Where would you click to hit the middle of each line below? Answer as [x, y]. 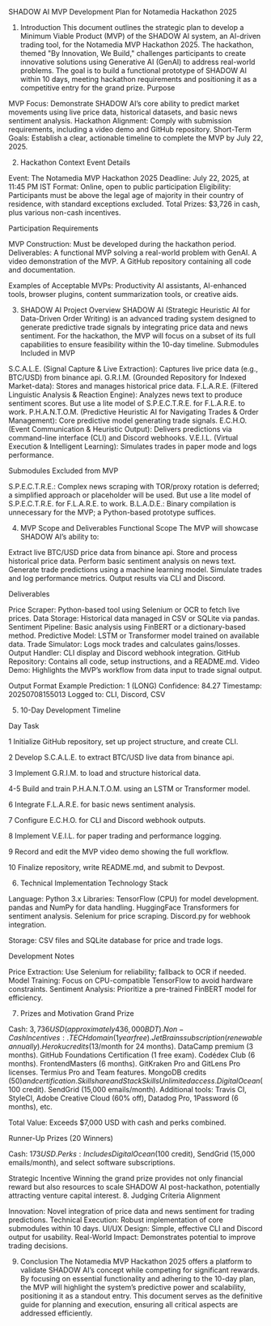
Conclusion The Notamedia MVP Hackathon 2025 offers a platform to [136, 1261]
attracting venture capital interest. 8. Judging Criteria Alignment [114, 1195]
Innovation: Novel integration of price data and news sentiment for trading [131, 1211]
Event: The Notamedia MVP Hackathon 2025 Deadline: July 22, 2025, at [129, 178]
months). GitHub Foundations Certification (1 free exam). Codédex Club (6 [132, 1055]
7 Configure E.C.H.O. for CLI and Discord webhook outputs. [107, 820]
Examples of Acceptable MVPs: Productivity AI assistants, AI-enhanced [127, 286]
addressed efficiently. [56, 1313]
